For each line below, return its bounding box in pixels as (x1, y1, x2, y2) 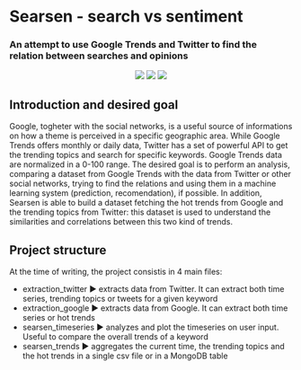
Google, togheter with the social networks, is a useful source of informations (9, 121, 293, 132)
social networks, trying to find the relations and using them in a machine (9, 178, 277, 189)
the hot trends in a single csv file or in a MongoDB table (22, 350, 228, 361)
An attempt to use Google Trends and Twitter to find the (9, 39, 258, 51)
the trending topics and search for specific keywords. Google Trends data (9, 150, 283, 161)
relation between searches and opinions (9, 49, 189, 62)
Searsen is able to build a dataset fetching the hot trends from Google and (9, 198, 284, 208)
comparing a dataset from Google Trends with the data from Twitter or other (9, 169, 292, 180)
